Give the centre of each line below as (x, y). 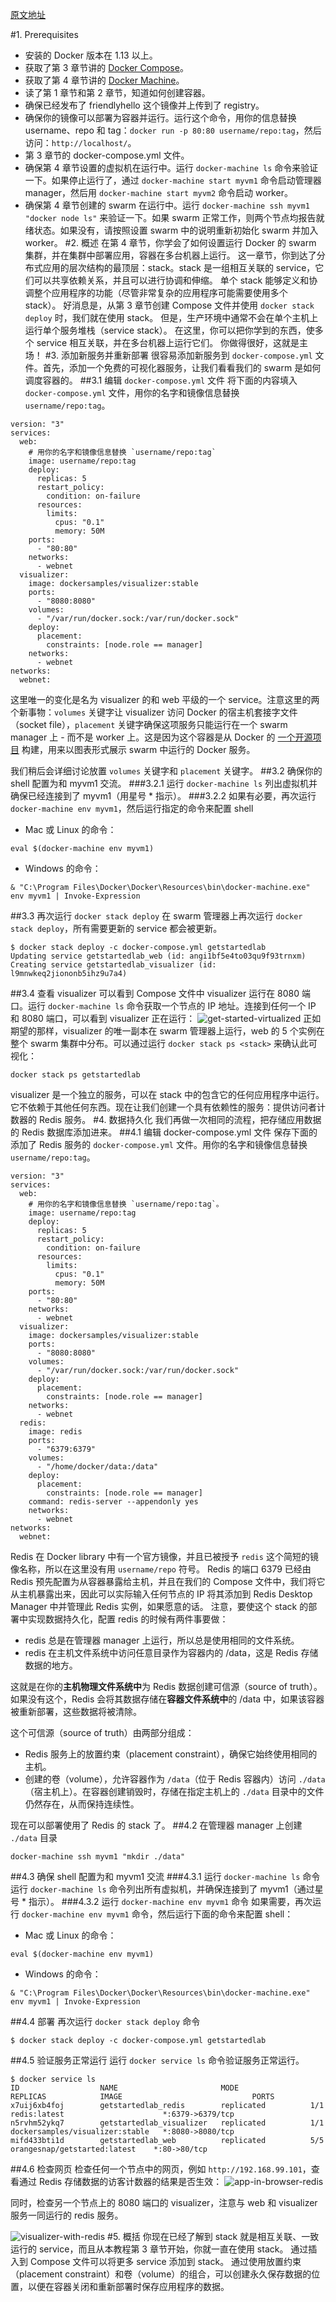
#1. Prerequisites (44, 34)
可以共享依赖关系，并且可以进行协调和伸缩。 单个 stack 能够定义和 (171, 280)
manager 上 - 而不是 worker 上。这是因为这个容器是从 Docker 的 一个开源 (161, 737)
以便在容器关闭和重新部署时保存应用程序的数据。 (128, 2286)
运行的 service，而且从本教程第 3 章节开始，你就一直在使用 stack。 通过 (159, 2249)
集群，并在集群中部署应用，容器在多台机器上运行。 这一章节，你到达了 (170, 255)
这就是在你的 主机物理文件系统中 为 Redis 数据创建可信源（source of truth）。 (166, 1686)
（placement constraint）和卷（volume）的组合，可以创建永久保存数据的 (161, 2274)
